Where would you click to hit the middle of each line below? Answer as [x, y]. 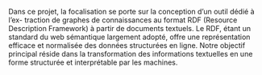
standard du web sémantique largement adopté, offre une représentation [129, 37]
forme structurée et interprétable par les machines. [93, 62]
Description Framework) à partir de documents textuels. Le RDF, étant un [130, 28]
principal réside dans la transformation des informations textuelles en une [131, 54]
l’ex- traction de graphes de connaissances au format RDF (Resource [123, 20]
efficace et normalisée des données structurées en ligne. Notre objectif [127, 45]
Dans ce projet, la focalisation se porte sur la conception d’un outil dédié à [132, 12]
